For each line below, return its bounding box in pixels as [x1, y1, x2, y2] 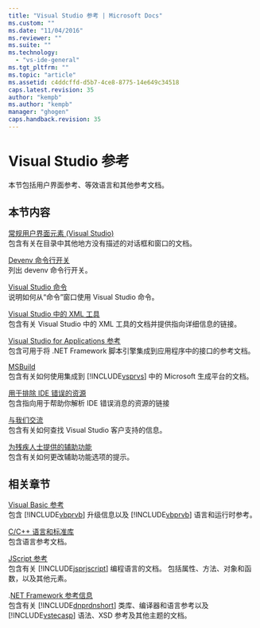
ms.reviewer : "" [8, 33, 62, 42]
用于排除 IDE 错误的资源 [8, 388, 87, 398]
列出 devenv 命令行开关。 [8, 265, 93, 275]
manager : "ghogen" [8, 108, 69, 116]
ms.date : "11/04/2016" [8, 26, 83, 34]
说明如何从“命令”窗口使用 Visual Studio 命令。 [8, 292, 159, 301]
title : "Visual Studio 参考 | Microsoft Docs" [8, 11, 163, 20]
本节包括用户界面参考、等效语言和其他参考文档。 [8, 180, 169, 190]
